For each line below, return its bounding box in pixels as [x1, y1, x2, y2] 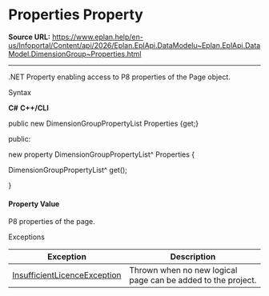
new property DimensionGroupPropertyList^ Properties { [8, 150, 195, 159]
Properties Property [8, 6, 144, 24]
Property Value [8, 198, 60, 209]
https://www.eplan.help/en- [51, 32, 144, 42]
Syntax [8, 87, 32, 97]
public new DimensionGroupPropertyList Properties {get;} [8, 118, 199, 128]
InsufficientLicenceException [12, 270, 122, 281]
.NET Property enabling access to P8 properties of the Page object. [8, 72, 231, 82]
